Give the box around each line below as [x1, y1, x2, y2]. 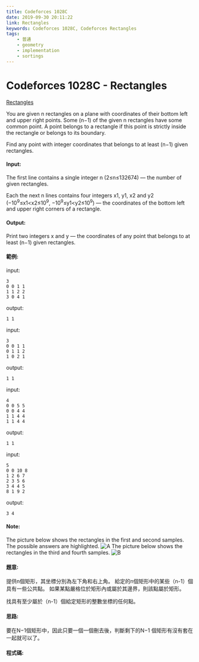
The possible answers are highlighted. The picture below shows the [6, 543, 183, 550]
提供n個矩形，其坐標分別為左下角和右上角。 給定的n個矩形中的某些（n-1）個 [6, 578, 193, 585]
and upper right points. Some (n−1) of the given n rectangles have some [6, 116, 182, 123]
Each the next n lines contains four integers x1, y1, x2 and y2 [6, 191, 154, 199]
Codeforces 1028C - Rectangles [6, 79, 168, 92]
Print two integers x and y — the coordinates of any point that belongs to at [6, 232, 190, 239]
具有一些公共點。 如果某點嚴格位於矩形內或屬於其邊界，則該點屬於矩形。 [6, 585, 185, 592]
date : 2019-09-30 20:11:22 [6, 14, 73, 20]
